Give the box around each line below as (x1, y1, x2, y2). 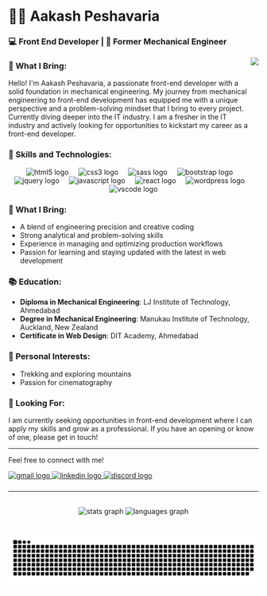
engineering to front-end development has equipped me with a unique (8, 95, 238, 105)
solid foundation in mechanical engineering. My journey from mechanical (8, 87, 248, 96)
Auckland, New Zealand (19, 322, 99, 333)
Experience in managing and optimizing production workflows (19, 239, 223, 248)
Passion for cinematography (19, 377, 113, 387)
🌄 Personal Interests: (8, 351, 91, 362)
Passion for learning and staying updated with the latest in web (19, 247, 226, 257)
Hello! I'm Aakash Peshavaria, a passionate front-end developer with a (8, 79, 238, 88)
